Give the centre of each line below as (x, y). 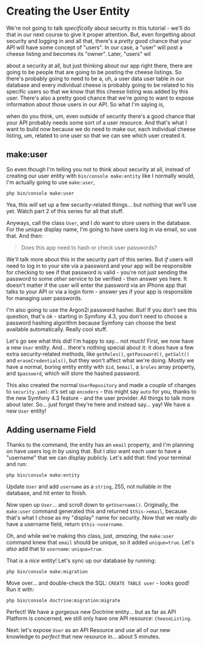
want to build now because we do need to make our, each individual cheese (101, 129)
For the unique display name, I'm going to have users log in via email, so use (101, 229)
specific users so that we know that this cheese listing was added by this (98, 91)
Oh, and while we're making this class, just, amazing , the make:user (90, 535)
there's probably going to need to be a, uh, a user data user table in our (95, 78)
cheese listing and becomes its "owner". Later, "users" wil (79, 53)
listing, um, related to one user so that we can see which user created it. (96, 136)
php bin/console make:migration (47, 572)
